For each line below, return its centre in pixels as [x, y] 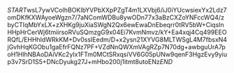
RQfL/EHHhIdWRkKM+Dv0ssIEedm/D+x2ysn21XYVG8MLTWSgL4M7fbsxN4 [117, 40]
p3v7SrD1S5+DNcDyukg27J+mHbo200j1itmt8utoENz [84, 62]
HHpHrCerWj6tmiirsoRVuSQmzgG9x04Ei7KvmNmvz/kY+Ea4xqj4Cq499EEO [117, 32]
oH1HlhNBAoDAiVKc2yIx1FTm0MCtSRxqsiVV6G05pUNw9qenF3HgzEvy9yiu [117, 54]
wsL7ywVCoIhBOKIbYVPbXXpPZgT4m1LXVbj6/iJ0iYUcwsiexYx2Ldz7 [127, 10]
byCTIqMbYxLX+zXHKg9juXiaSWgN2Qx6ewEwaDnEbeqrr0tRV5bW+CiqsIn [116, 25]
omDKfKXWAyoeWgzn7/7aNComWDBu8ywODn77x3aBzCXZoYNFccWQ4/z [116, 17]
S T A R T [17, 10]
